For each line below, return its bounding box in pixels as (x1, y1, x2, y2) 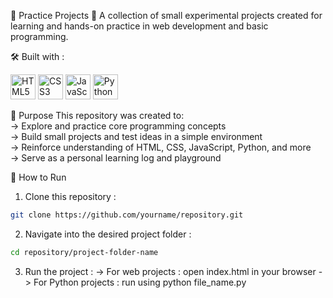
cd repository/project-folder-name (10, 247, 159, 257)
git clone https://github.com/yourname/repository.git (10, 210, 244, 220)
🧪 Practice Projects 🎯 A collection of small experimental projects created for (10, 10, 323, 21)
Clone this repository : (24, 191, 117, 202)
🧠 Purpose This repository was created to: (10, 110, 185, 121)
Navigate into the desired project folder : (24, 228, 192, 240)
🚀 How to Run (10, 171, 67, 183)
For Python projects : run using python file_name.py (33, 276, 247, 288)
